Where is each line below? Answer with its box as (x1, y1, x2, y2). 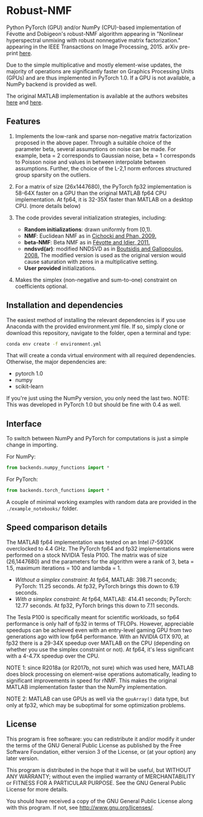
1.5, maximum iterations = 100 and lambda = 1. (6, 564, 121, 571)
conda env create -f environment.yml (6, 341, 102, 347)
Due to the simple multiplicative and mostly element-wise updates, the (6, 61, 182, 69)
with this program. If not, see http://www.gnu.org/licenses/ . (6, 804, 155, 811)
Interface (6, 419, 42, 429)
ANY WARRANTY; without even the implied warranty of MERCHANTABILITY (6, 773, 196, 780)
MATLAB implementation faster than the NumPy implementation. (6, 683, 167, 690)
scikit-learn (15, 383, 44, 390)
